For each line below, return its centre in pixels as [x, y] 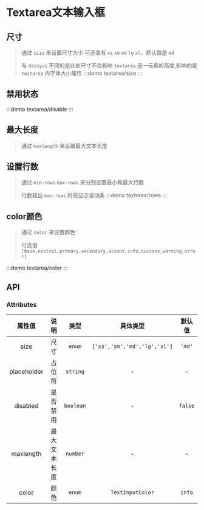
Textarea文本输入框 [56, 12]
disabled [26, 405]
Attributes [22, 304]
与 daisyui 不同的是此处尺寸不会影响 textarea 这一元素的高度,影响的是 [109, 65]
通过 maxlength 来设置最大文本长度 [64, 145]
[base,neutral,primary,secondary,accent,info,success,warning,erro [108, 251]
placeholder [26, 371]
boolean [75, 406]
